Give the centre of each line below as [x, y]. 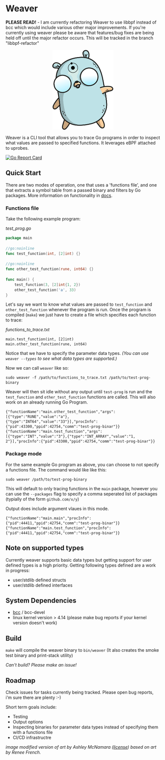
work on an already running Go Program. [47, 402]
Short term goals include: [31, 707]
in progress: [18, 570]
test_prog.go [18, 228]
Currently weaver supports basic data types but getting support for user [79, 560]
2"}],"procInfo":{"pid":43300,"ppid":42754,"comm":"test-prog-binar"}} [80, 442]
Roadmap [21, 681]
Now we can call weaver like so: [37, 368]
